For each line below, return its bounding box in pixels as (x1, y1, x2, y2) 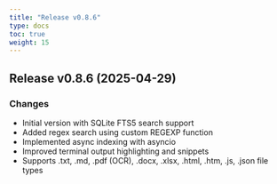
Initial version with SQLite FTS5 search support (21, 117, 194, 128)
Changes (9, 97, 50, 109)
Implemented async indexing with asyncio (21, 136, 176, 147)
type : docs (9, 21, 50, 30)
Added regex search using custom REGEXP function (21, 126, 213, 138)
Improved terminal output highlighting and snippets (21, 146, 210, 156)
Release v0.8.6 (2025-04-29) (9, 70, 177, 85)
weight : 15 (9, 37, 50, 47)
